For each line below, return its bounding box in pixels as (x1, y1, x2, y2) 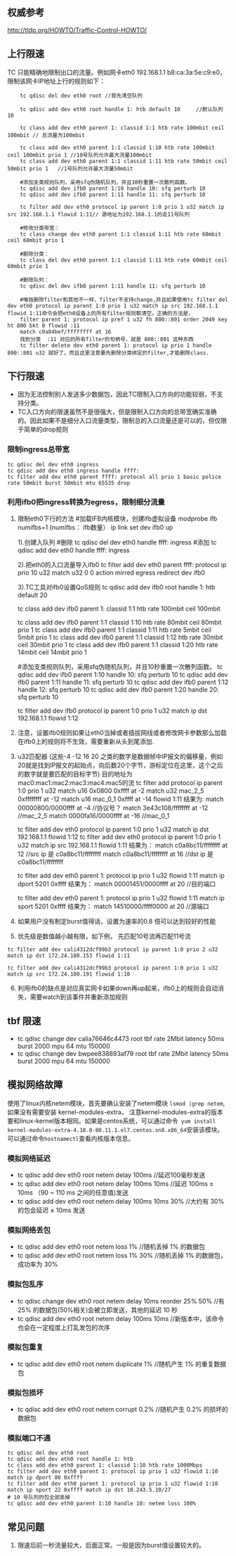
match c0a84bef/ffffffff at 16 (20, 328, 112, 336)
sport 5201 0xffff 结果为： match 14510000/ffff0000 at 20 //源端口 (17, 903, 209, 911)
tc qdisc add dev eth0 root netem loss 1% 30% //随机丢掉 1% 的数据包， (17, 1251, 227, 1260)
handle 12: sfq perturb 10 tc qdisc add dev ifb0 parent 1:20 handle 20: (17, 685, 219, 694)
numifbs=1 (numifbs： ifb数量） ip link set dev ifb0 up (17, 523, 173, 532)
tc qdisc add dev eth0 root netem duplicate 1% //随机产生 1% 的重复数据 (17, 1360, 227, 1368)
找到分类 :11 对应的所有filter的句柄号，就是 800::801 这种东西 (20, 336, 194, 343)
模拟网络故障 (7, 1079, 63, 1091)
